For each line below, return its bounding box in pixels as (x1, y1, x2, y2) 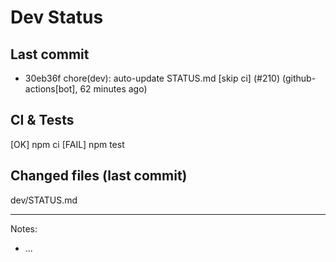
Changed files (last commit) (10, 167, 188, 185)
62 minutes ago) (79, 83, 148, 95)
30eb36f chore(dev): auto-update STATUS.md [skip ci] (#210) (24, 72, 281, 84)
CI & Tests (10, 112, 75, 129)
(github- (281, 72, 317, 84)
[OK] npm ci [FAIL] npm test (10, 138, 125, 150)
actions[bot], (24, 83, 78, 95)
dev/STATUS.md (10, 194, 78, 206)
